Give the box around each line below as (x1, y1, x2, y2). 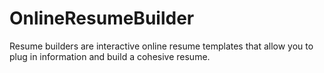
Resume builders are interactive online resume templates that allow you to (9, 40, 314, 52)
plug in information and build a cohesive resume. (9, 50, 211, 62)
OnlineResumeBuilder (9, 7, 195, 30)
